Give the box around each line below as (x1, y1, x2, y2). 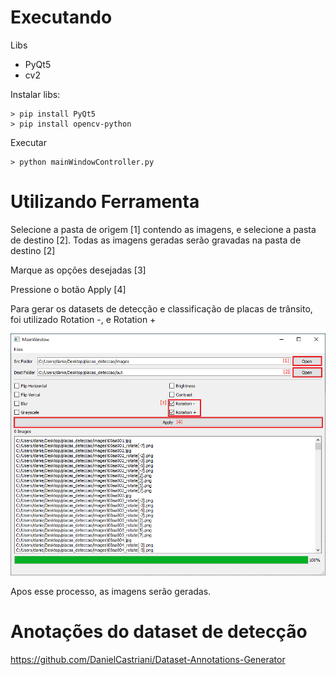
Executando (10, 6, 113, 29)
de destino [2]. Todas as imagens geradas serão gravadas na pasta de (10, 234, 302, 246)
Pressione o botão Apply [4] (10, 283, 127, 295)
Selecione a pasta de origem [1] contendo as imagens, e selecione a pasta (10, 223, 317, 235)
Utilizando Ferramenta (10, 191, 200, 213)
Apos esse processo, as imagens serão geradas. (10, 585, 212, 597)
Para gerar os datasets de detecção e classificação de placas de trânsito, (10, 302, 313, 315)
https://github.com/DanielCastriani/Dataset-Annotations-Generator (10, 653, 286, 665)
